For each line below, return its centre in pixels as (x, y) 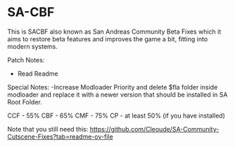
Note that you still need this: (48, 129)
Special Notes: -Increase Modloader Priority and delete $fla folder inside (113, 87)
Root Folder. (25, 101)
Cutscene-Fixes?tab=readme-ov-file (61, 136)
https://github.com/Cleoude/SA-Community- (154, 129)
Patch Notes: (26, 59)
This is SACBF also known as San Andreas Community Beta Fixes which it (114, 31)
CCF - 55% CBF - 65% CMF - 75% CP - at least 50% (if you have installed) (116, 115)
